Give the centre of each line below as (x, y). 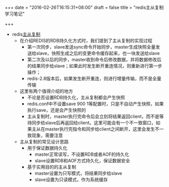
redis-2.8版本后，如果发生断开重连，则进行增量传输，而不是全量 (94, 78)
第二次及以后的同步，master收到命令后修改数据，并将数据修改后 (94, 59)
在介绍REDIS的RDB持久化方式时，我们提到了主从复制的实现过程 (86, 40)
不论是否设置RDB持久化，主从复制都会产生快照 (76, 97)
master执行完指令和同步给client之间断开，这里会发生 (100, 129)
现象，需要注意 (47, 135)
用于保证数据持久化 (47, 148)
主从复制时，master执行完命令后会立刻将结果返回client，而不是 (93, 116)
